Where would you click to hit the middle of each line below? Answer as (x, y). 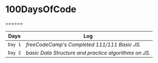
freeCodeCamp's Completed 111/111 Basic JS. (83, 44)
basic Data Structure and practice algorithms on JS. (88, 53)
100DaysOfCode (41, 9)
